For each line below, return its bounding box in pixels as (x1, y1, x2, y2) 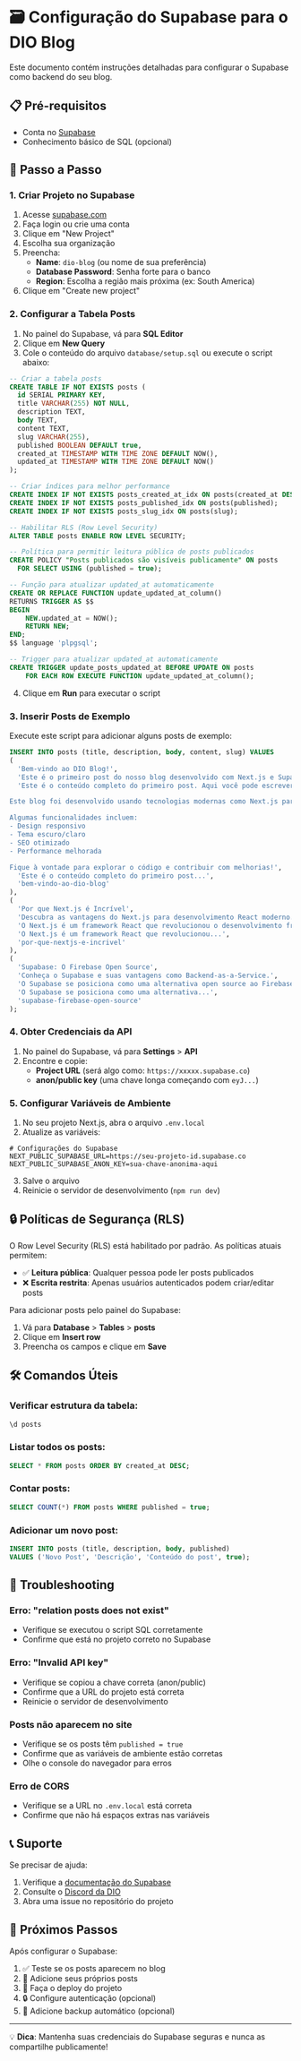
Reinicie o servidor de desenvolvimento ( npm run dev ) (21, 1185, 221, 1196)
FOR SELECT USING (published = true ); (17, 564, 163, 573)
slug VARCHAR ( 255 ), (17, 432, 90, 442)
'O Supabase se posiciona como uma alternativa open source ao (17, 979, 258, 988)
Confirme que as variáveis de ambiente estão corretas (21, 1748, 223, 1759)
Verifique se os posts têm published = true (21, 1739, 184, 1749)
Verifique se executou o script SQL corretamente (21, 1625, 203, 1636)
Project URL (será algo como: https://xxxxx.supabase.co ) (35, 1065, 251, 1076)
